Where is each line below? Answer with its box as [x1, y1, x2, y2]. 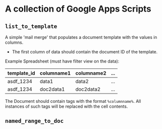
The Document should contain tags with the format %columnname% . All [5, 98, 141, 104]
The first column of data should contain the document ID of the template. [12, 49, 158, 54]
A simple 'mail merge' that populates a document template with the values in [5, 34, 157, 40]
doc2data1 [40, 86, 65, 93]
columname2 [75, 70, 106, 76]
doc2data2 [75, 86, 101, 93]
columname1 [40, 70, 71, 76]
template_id [7, 70, 35, 76]
